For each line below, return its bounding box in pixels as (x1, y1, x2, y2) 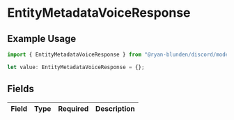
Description (95, 103, 136, 113)
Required (58, 103, 89, 113)
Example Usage (7, 33, 77, 45)
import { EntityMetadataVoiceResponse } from (7, 51, 141, 58)
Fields (7, 83, 35, 95)
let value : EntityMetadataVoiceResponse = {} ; (7, 63, 145, 70)
